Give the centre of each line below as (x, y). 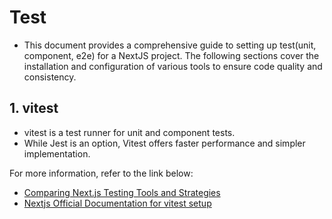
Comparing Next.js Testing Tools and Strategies (122, 192)
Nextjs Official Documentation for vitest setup (117, 203)
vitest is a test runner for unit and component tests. (129, 132)
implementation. (57, 153)
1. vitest (34, 108)
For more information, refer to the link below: (101, 173)
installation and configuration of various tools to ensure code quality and (173, 66)
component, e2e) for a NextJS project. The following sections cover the (171, 55)
